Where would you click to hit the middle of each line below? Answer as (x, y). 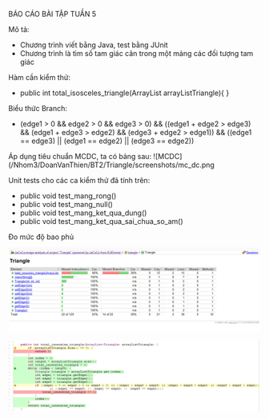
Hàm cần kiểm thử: (39, 77)
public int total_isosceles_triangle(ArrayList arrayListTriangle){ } (124, 93)
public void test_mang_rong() (68, 196)
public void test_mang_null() (66, 204)
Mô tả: (19, 29)
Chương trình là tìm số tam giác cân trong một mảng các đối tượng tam (137, 53)
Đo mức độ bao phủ (41, 237)
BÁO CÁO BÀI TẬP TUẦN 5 (52, 14)
